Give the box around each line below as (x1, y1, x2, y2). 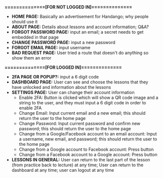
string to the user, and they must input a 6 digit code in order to (19, 100, 146, 105)
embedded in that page (11, 34, 59, 40)
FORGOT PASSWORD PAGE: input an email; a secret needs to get (11, 29, 143, 35)
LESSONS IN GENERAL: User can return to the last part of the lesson (11, 157, 150, 162)
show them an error (11, 55, 52, 60)
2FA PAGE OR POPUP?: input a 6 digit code (11, 74, 99, 79)
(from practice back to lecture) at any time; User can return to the (11, 162, 143, 168)
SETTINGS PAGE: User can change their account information (11, 90, 135, 95)
